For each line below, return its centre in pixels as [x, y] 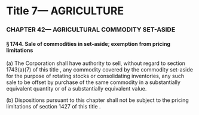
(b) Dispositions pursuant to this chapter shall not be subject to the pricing [98, 100]
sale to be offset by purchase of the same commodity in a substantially [94, 82]
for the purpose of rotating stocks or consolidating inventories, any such [95, 76]
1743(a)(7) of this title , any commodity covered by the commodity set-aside [99, 70]
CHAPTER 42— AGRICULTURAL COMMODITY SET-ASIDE [91, 30]
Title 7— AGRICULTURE [65, 11]
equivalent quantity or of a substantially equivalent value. [76, 89]
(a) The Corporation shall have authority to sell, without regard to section [96, 63]
